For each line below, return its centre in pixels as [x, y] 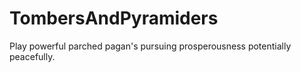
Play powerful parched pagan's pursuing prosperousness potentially [150, 46]
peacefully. [32, 56]
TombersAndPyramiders [114, 18]
